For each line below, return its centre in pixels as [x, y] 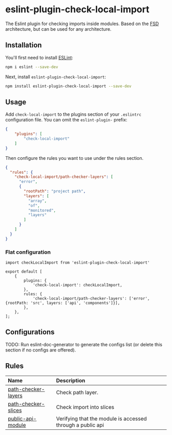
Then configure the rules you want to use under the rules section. [74, 158]
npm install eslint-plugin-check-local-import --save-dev [68, 86]
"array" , [37, 201]
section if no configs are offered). [41, 350]
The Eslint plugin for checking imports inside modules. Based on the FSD [82, 24]
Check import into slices [85, 407]
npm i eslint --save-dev [32, 67]
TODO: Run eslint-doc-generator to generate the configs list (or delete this [84, 344]
